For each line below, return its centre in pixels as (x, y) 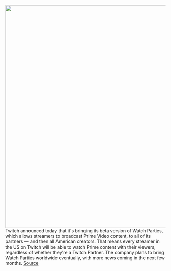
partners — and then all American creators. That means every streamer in (82, 241)
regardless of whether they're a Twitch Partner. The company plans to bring (85, 252)
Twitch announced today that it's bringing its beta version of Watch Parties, (84, 231)
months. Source (22, 263)
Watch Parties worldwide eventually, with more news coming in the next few (85, 258)
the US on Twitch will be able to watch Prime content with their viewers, (81, 247)
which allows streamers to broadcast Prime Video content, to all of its (78, 236)
